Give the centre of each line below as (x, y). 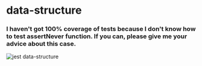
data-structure (44, 10)
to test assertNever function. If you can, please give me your (97, 36)
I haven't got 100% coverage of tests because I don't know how (101, 29)
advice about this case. (41, 44)
